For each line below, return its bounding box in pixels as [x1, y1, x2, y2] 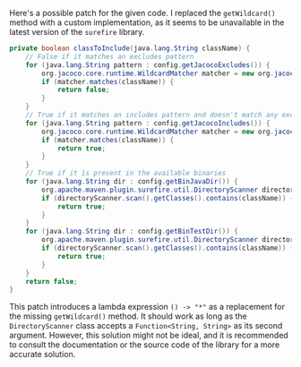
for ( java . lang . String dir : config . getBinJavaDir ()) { [25, 177, 239, 186]
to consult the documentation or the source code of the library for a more [9, 339, 280, 350]
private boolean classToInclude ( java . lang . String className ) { [9, 44, 251, 53]
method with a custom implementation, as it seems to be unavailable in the [9, 17, 285, 28]
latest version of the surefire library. [9, 27, 145, 37]
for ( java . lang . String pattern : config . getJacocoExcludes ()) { [25, 60, 271, 70]
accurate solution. [9, 349, 76, 360]
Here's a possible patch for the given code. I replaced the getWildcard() [9, 8, 276, 18]
